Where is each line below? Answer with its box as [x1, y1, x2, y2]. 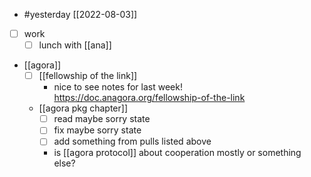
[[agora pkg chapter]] [38, 102, 128, 114]
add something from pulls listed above [53, 135, 212, 148]
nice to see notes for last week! [53, 81, 183, 93]
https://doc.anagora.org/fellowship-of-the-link [53, 92, 246, 104]
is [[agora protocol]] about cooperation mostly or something [53, 147, 302, 159]
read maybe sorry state [53, 113, 151, 125]
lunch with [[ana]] [38, 39, 112, 51]
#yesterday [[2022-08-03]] [23, 9, 138, 20]
